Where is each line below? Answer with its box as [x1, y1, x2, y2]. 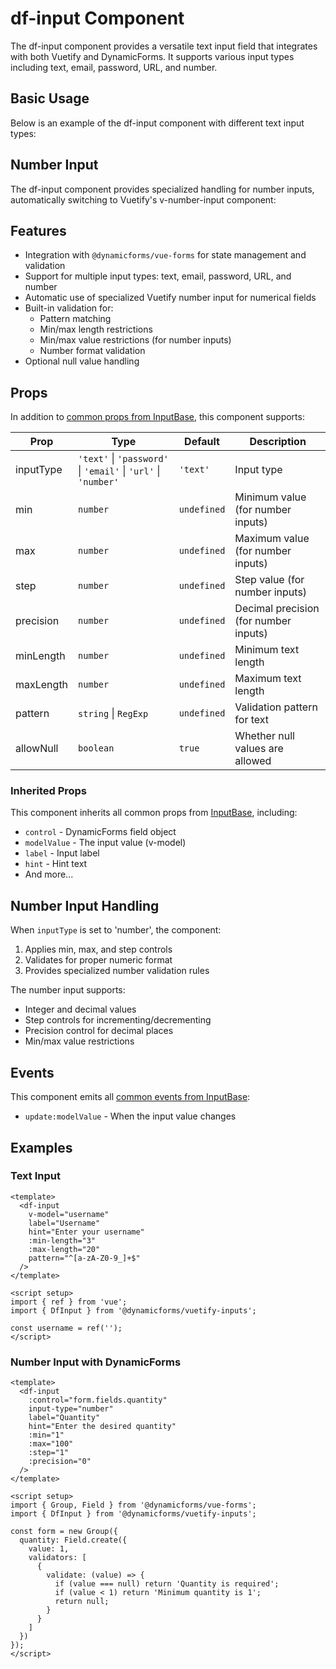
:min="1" [28, 1430, 65, 1441]
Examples [10, 1139, 73, 1156]
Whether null [234, 729, 295, 743]
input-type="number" [28, 1404, 114, 1414]
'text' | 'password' [78, 452, 169, 466]
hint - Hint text [24, 858, 88, 870]
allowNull [15, 742, 59, 756]
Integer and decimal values [24, 1003, 137, 1016]
